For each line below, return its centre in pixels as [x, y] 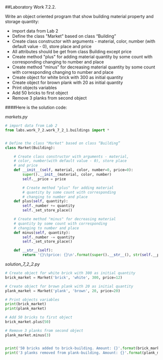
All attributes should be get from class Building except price [72, 51]
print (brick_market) [26, 304]
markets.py [16, 117]
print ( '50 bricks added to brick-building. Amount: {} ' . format [70, 348]
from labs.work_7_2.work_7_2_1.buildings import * [57, 130]
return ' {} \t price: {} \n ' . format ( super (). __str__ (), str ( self [87, 255]
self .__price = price [44, 179]
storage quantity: [22, 22]
